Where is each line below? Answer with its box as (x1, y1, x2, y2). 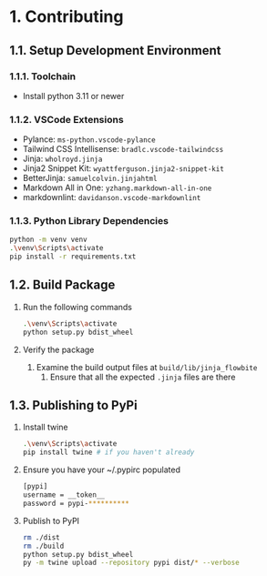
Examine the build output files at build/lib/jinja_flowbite (36, 361, 258, 372)
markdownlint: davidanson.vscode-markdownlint (22, 192, 201, 203)
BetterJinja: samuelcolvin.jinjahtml (22, 173, 158, 184)
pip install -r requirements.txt (9, 252, 137, 261)
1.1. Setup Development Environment (9, 43, 221, 58)
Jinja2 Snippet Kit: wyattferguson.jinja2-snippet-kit (22, 163, 225, 174)
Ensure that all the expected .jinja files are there (49, 371, 236, 382)
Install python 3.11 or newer (22, 90, 125, 101)
